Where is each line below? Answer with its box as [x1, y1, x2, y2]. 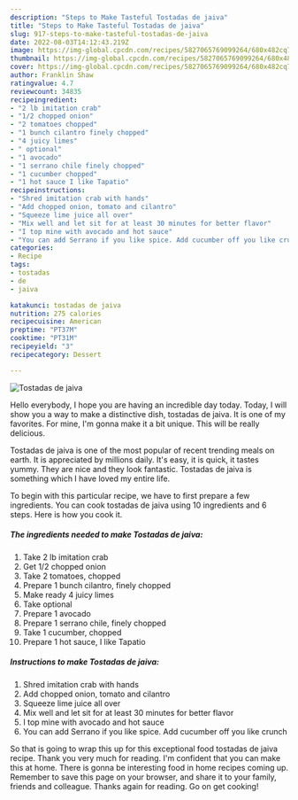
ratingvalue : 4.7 [10, 79, 74, 88]
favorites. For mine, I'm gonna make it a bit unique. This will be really [10, 418, 260, 429]
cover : [10, 63, 34, 72]
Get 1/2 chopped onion [22, 561, 107, 571]
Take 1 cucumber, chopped [22, 626, 122, 638]
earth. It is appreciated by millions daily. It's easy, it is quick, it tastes [10, 454, 259, 465]
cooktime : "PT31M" [10, 334, 78, 343]
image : [10, 46, 34, 55]
